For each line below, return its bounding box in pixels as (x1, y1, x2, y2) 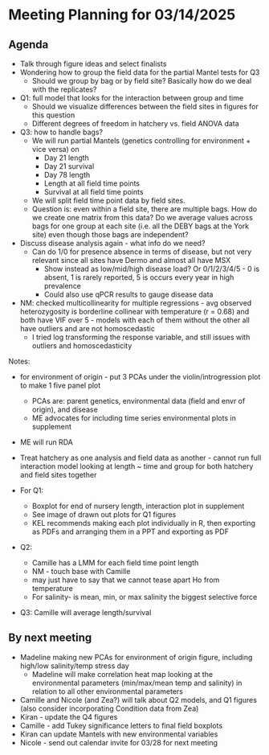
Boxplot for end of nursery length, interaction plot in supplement (31, 501, 245, 511)
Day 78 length (43, 170, 91, 179)
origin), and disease (31, 404, 98, 414)
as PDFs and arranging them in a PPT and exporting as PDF (31, 527, 229, 536)
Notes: (8, 356, 31, 366)
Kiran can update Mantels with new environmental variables (19, 729, 218, 739)
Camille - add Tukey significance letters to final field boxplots (19, 720, 223, 730)
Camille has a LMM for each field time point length (31, 558, 199, 568)
